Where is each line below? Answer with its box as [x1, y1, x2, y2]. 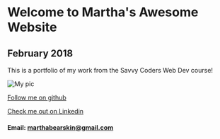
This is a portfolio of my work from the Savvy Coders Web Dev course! [7, 66, 214, 74]
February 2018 [7, 47, 73, 59]
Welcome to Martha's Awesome [7, 4, 199, 20]
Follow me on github [7, 93, 67, 102]
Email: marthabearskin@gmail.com [7, 123, 114, 131]
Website [7, 19, 57, 35]
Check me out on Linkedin [7, 107, 83, 115]
